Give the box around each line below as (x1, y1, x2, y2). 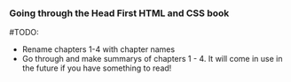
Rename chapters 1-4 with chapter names (21, 44, 176, 55)
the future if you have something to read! (21, 63, 172, 73)
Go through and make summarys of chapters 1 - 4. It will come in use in (21, 54, 283, 64)
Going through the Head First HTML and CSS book (9, 7, 230, 19)
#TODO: (9, 27, 40, 38)
